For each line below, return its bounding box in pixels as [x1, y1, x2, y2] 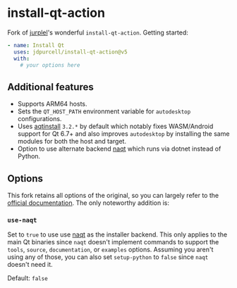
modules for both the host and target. [17, 137, 127, 146]
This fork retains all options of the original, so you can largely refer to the [7, 192, 219, 200]
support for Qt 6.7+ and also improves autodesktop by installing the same [17, 130, 230, 138]
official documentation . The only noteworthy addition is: [7, 199, 169, 207]
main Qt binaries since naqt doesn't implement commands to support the [7, 238, 219, 246]
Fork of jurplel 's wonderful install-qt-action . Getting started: [7, 28, 189, 37]
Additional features [7, 81, 94, 93]
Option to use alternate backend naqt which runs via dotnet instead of [17, 144, 221, 153]
